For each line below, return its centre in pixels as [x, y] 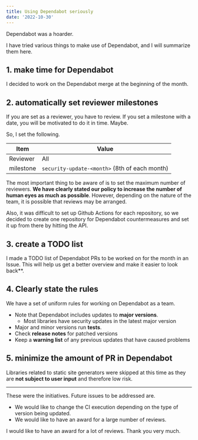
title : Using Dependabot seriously [50, 11]
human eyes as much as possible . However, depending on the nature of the [99, 195]
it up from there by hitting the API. [47, 226]
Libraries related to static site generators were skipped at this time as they [96, 372]
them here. [19, 51]
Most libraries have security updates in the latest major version [100, 321]
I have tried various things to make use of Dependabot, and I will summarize [98, 45]
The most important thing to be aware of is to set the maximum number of [96, 183]
